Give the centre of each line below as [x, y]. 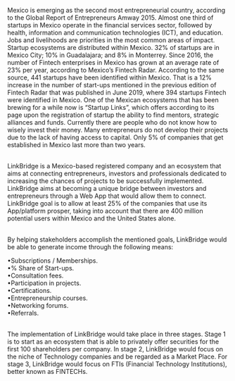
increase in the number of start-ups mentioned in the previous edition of [112, 85]
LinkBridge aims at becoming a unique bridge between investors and [107, 188]
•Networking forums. [38, 305]
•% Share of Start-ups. [41, 268]
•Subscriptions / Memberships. [53, 261]
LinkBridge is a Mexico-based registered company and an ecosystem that [114, 166]
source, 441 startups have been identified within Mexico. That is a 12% [110, 77]
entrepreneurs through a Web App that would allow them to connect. [107, 196]
